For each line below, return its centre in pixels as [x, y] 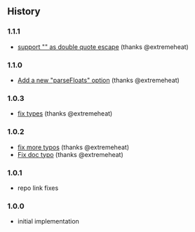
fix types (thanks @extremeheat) [65, 114]
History [24, 12]
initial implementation [48, 221]
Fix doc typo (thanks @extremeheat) [70, 154]
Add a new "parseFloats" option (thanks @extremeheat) [99, 80]
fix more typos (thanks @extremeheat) [73, 147]
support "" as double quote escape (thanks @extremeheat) [103, 47]
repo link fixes [38, 188]
